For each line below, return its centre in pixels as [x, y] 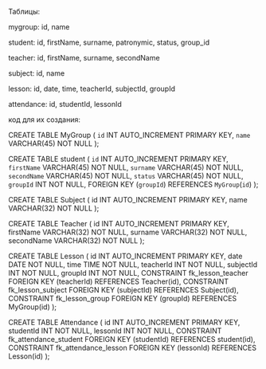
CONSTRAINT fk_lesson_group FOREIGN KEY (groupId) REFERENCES [123, 298]
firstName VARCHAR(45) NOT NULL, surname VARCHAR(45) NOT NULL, [126, 167]
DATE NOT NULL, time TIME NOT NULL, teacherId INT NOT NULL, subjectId [133, 265]
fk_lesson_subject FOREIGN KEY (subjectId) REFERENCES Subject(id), [123, 290]
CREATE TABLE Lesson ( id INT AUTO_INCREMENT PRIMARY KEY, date [125, 256]
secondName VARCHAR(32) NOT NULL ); [76, 241]
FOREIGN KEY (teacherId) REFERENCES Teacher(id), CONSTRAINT [119, 281]
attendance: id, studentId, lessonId [65, 104]
